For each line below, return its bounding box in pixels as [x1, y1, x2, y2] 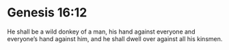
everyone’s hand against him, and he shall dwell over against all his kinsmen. [7, 34, 223, 42]
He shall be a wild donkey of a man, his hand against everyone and [7, 27, 196, 36]
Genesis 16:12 [7, 5, 87, 21]
